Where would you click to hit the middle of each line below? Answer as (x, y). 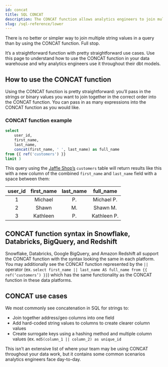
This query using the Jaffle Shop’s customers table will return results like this (83, 168)
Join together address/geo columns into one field (63, 318)
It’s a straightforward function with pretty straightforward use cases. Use (80, 53)
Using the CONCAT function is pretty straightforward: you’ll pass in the (78, 92)
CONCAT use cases (36, 296)
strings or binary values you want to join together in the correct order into (81, 97)
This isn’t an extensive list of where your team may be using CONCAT (77, 349)
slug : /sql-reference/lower (34, 24)
